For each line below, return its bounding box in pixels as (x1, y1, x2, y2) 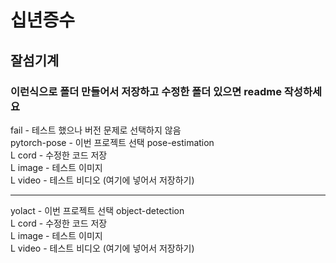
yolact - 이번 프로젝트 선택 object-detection (10, 204, 185, 216)
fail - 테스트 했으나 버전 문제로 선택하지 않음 (10, 124, 182, 136)
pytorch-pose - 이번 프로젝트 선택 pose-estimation (10, 136, 215, 148)
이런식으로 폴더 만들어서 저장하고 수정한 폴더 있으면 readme (10, 84, 282, 98)
